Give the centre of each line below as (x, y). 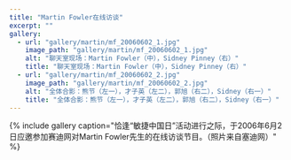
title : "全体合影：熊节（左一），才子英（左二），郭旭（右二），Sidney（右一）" (152, 99)
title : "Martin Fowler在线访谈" (67, 17)
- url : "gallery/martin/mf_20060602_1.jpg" (98, 42)
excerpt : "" (31, 26)
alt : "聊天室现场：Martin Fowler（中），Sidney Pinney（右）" (132, 58)
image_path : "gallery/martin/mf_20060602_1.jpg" (117, 50)
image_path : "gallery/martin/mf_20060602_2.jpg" (117, 83)
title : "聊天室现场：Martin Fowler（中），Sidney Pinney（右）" (136, 67)
